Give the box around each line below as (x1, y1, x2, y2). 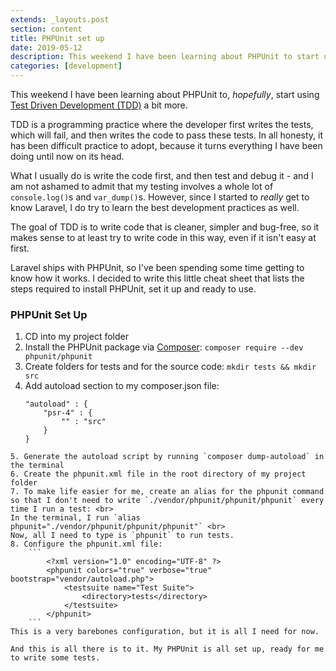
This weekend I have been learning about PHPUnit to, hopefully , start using (10, 89, 320, 100)
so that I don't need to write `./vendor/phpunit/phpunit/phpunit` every (10, 496, 325, 506)
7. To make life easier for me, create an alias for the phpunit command (10, 487, 325, 497)
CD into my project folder (24, 331, 130, 343)
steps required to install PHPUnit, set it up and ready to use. (10, 283, 257, 295)
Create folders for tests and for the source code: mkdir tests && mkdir (24, 361, 317, 373)
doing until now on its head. (10, 151, 125, 162)
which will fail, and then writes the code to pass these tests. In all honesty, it (10, 129, 324, 141)
